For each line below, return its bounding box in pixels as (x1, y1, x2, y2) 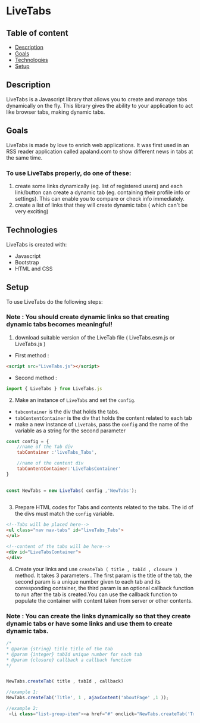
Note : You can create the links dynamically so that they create (6, 612, 191, 620)
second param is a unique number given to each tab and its (14, 578, 161, 585)
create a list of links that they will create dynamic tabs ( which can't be (14, 201, 188, 208)
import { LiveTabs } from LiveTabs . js (6, 385, 102, 391)
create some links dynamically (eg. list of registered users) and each (14, 182, 183, 189)
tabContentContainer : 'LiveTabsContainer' (17, 466, 121, 472)
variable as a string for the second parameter (14, 427, 126, 434)
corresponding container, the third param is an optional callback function (14, 584, 194, 591)
